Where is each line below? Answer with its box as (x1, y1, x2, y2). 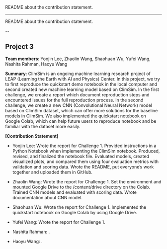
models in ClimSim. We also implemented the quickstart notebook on (5, 113, 147, 119)
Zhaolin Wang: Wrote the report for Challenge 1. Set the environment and (12, 178, 162, 184)
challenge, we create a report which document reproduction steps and (5, 91, 150, 97)
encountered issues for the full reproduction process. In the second (5, 97, 144, 103)
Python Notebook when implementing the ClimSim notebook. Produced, (12, 148, 160, 154)
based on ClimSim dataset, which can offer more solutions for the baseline (5, 107, 158, 113)
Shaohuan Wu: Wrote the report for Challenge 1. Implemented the (12, 204, 147, 210)
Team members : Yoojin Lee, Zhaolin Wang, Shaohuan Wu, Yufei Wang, (5, 56, 151, 62)
